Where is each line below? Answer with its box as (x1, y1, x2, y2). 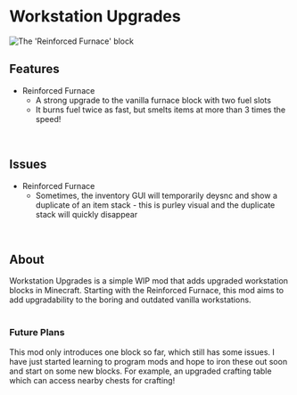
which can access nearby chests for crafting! (9, 374, 176, 385)
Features (9, 62, 60, 77)
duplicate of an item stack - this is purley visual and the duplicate (35, 199, 276, 210)
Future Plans (9, 326, 65, 339)
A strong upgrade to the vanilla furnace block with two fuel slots (35, 95, 272, 105)
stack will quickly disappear (35, 209, 138, 219)
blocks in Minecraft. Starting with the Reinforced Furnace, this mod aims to (9, 285, 284, 296)
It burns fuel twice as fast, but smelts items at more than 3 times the (35, 104, 286, 115)
